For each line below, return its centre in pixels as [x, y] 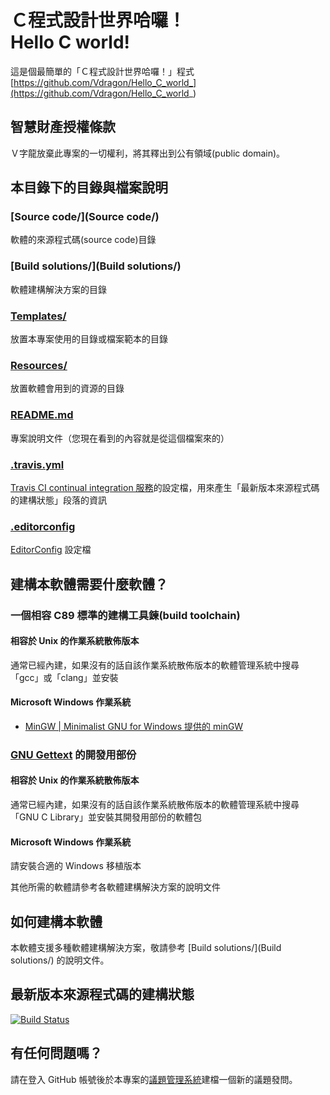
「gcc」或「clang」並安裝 [64, 677]
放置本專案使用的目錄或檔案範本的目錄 [89, 339]
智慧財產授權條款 [63, 127]
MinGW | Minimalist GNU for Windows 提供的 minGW [134, 726]
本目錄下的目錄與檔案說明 [89, 187]
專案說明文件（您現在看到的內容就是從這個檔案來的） [120, 438]
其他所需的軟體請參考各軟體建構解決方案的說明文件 [115, 887]
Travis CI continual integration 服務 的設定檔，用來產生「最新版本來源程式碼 [165, 487]
